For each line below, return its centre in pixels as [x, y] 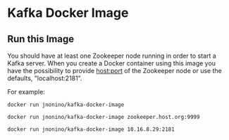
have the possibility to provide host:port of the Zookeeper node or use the [114, 71]
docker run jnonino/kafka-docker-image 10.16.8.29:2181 [91, 129]
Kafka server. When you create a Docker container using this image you [112, 63]
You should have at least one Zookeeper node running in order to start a [112, 56]
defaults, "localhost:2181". [45, 78]
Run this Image [41, 39]
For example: [26, 92]
